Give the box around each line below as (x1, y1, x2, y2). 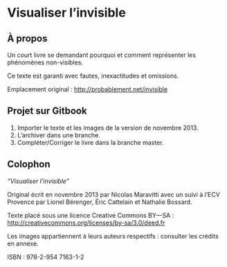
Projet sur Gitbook (7, 105, 88, 117)
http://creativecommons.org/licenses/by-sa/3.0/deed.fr (7, 218, 165, 227)
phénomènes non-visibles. (7, 58, 83, 67)
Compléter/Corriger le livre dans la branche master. (17, 138, 164, 146)
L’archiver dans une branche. (17, 130, 100, 139)
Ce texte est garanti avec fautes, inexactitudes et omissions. (7, 71, 179, 80)
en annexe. (7, 239, 39, 248)
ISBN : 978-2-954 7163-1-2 (7, 252, 84, 261)
